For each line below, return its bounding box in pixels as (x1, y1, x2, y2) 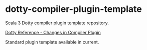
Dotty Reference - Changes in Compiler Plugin (5, 29, 101, 35)
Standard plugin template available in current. (5, 39, 99, 45)
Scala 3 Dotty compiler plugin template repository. (5, 20, 109, 26)
